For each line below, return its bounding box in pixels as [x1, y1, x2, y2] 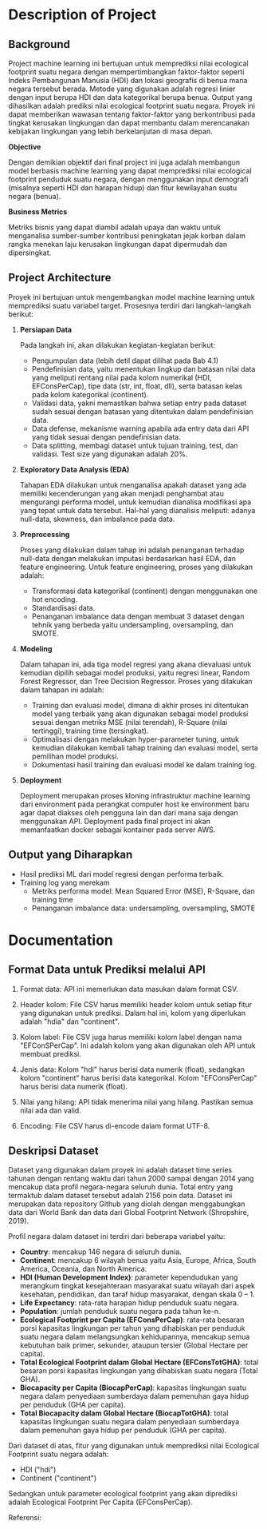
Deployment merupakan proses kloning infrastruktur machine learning [19, 790, 251, 800]
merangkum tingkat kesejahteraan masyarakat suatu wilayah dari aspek [19, 1281, 255, 1291]
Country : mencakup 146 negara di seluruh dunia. [19, 1247, 182, 1256]
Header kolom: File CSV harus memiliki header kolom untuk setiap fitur [19, 999, 253, 1009]
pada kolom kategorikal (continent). [31, 389, 149, 399]
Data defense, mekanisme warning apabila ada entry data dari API [31, 424, 249, 433]
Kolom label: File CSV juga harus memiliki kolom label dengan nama [19, 1032, 242, 1041]
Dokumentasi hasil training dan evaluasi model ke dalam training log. [31, 759, 257, 769]
